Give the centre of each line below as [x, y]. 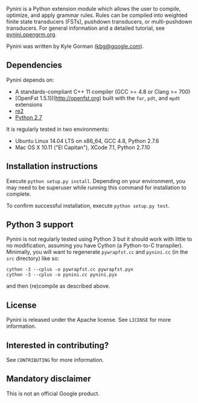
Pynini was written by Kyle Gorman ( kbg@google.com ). [75, 46]
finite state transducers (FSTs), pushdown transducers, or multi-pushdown [99, 22]
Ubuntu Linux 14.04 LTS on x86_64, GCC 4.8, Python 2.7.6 [87, 141]
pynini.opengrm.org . [32, 35]
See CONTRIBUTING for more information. [55, 360]
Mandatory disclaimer [49, 379]
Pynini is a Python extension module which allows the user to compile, [94, 9]
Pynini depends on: [30, 80]
